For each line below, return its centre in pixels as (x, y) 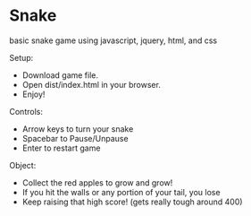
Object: (23, 165)
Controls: (26, 111)
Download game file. (60, 75)
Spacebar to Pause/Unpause (75, 138)
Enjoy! (33, 94)
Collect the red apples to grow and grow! (97, 182)
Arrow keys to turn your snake (78, 129)
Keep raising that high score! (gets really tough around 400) (132, 202)
